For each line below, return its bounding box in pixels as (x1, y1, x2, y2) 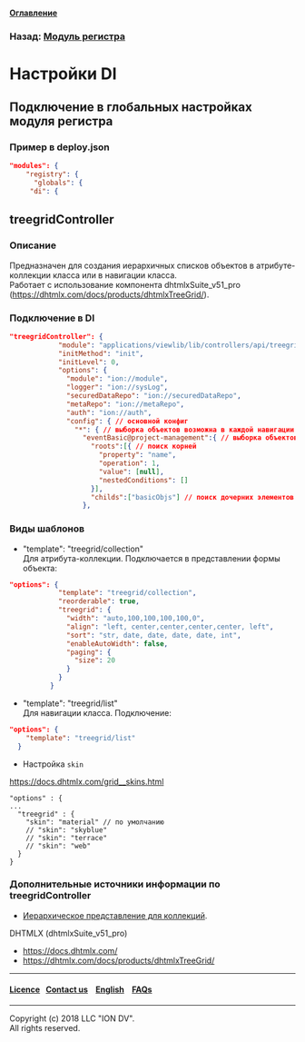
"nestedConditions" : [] (98, 475, 189, 485)
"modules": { (9, 162, 59, 171)
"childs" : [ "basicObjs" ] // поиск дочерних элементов (90, 492, 295, 501)
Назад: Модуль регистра (9, 30, 125, 43)
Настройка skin (22, 759, 84, 769)
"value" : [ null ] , (98, 467, 165, 476)
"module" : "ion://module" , (66, 374, 169, 383)
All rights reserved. (9, 1023, 81, 1034)
